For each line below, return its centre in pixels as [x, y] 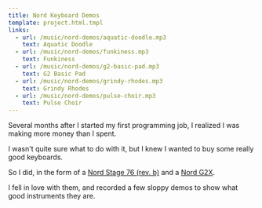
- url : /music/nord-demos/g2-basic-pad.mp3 [87, 67]
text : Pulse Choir [52, 103]
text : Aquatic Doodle [57, 45]
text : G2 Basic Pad [54, 74]
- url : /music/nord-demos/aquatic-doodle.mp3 [91, 37]
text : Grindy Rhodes [56, 88]
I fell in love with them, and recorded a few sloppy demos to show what [123, 188]
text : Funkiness [49, 60]
